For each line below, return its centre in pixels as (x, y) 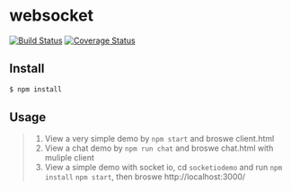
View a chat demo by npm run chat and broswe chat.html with (159, 148)
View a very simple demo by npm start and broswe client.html (159, 139)
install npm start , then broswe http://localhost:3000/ (145, 177)
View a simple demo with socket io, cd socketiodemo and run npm (163, 168)
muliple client (69, 158)
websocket (52, 16)
